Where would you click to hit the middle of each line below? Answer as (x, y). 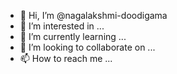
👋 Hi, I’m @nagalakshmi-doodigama (93, 15)
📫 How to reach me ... (66, 58)
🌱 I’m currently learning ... (73, 36)
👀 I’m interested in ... (62, 26)
